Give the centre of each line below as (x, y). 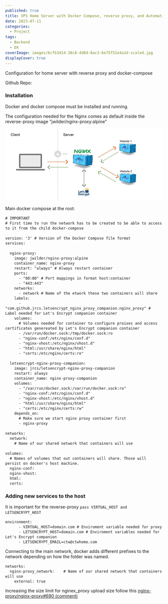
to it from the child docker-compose (44, 228)
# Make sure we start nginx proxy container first (72, 419)
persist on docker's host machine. (42, 464)
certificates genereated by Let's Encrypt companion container (72, 329)
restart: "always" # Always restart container (63, 268)
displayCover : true (25, 58)
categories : (17, 27)
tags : (11, 37)
